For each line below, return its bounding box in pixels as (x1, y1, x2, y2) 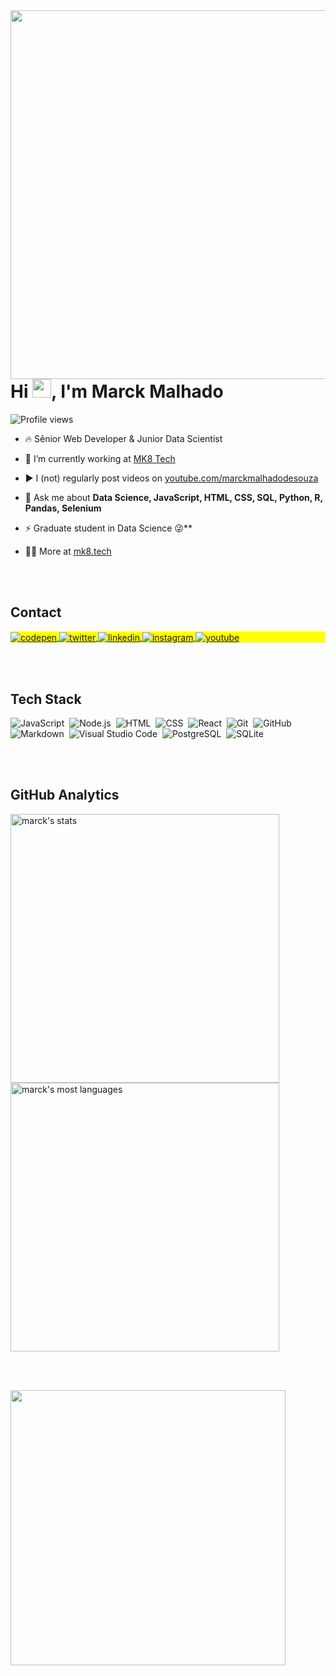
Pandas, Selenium (24, 502, 102, 514)
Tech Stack (10, 690, 82, 708)
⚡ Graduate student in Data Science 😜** (24, 522, 193, 534)
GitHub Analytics (10, 787, 120, 804)
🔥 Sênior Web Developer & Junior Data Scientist (24, 432, 223, 444)
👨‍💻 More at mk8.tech (24, 545, 112, 557)
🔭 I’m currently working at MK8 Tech (24, 452, 176, 464)
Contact (10, 604, 62, 621)
